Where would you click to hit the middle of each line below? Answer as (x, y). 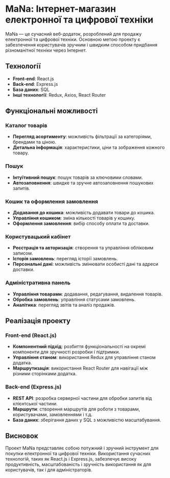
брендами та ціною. (34, 142)
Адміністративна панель (38, 283)
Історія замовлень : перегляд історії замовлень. (65, 259)
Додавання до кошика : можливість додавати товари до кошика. (84, 213)
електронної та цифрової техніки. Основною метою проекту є (73, 39)
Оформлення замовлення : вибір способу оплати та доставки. (81, 223)
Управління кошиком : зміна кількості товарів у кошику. (74, 218)
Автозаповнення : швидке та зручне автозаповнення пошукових (83, 183)
